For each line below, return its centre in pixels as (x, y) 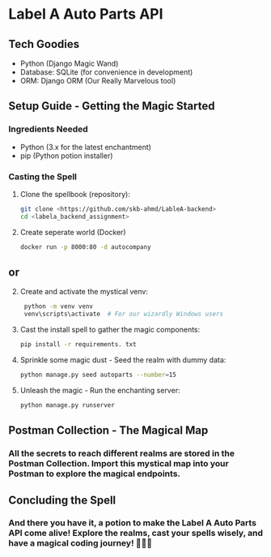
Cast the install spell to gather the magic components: (110, 330)
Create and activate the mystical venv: (84, 292)
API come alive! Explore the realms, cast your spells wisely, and (136, 533)
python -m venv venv (59, 306)
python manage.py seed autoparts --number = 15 (98, 375)
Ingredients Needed (49, 129)
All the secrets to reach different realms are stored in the (121, 453)
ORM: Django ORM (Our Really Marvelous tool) (98, 81)
